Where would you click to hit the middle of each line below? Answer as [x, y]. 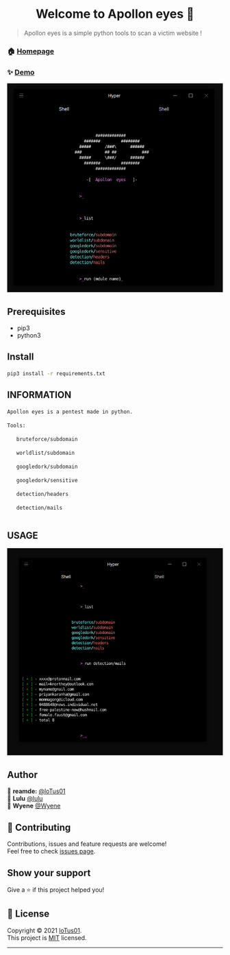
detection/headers [42, 494]
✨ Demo [21, 72]
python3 [29, 335]
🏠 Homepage [31, 51]
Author [22, 775]
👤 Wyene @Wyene [34, 806]
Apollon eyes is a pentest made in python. [70, 412]
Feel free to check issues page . [51, 851]
